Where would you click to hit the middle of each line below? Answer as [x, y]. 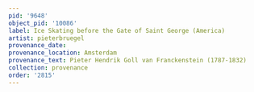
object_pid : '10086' [43, 23]
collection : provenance [48, 68]
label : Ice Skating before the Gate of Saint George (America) [117, 30]
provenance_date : [37, 46]
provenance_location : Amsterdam [62, 53]
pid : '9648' [28, 16]
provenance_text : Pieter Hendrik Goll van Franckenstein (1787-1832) [128, 61]
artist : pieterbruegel [46, 38]
